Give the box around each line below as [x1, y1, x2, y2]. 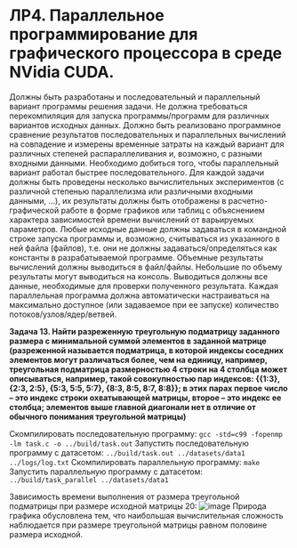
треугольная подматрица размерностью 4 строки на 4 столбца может [9, 364, 287, 375]
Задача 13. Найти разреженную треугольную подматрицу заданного [9, 326, 280, 336]
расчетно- [228, 195, 269, 205]
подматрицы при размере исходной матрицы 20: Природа [9, 500, 267, 512]
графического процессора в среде [9, 44, 283, 63]
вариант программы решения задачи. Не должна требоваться [9, 101, 248, 111]
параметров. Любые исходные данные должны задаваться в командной [9, 223, 287, 234]
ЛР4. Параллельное [9, 5, 165, 26]
